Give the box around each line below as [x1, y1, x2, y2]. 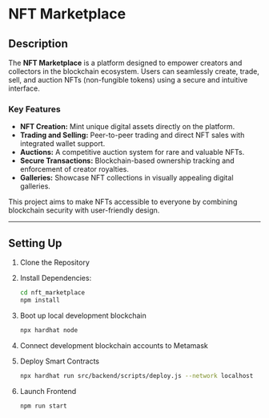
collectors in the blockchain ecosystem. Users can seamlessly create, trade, [8, 67, 260, 76]
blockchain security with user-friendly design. [8, 205, 160, 215]
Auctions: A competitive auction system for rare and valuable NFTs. [19, 148, 245, 157]
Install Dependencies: [19, 274, 92, 283]
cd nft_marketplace [19, 289, 86, 297]
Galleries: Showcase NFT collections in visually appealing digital [19, 173, 234, 183]
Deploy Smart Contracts [19, 356, 100, 366]
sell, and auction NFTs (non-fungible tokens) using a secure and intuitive [8, 75, 248, 84]
